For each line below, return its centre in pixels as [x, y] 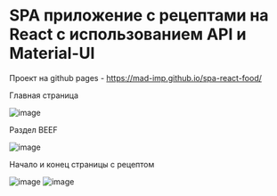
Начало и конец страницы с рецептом [82, 164]
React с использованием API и [128, 34]
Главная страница [44, 95]
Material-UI [52, 53]
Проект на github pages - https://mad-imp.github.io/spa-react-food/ [136, 78]
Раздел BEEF [33, 129]
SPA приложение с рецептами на [139, 16]
